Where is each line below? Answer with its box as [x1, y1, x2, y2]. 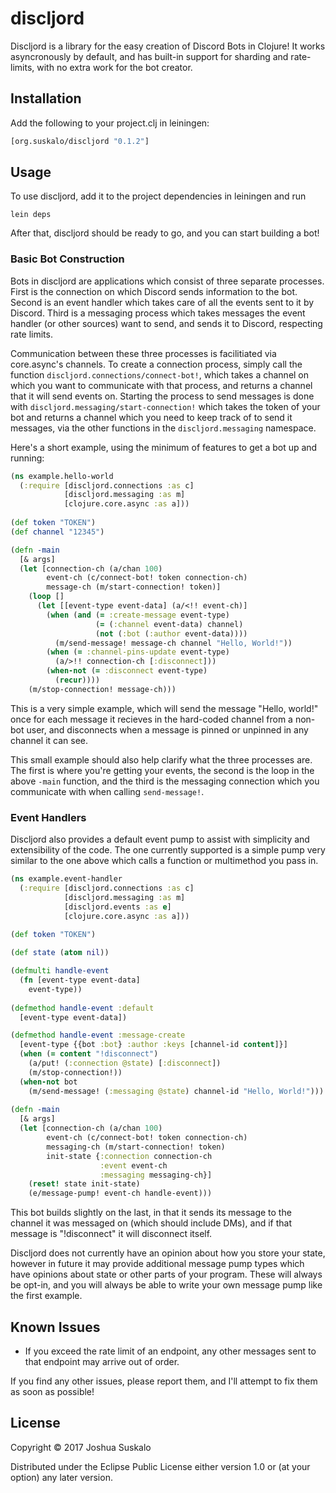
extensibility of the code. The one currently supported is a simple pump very [10, 844, 326, 856]
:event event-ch [99, 1160, 168, 1171]
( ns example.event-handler [10, 874, 123, 884]
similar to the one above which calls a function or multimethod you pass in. [10, 855, 319, 867]
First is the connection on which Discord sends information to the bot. [10, 285, 298, 297]
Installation [10, 90, 82, 107]
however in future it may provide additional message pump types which [10, 1258, 305, 1270]
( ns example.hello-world [10, 471, 114, 481]
